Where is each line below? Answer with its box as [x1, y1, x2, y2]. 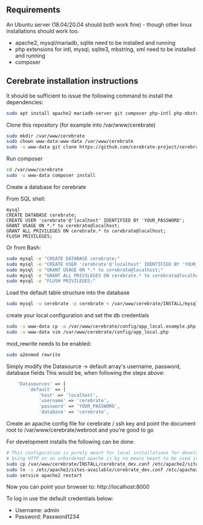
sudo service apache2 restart [6, 472, 83, 478]
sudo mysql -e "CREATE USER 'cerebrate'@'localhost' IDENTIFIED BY [6, 261, 180, 267]
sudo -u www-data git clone [6, 144, 77, 150]
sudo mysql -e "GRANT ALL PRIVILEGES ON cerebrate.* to [6, 272, 150, 279]
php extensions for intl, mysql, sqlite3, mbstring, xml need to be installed [14, 45, 196, 53]
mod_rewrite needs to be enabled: [6, 340, 92, 347]
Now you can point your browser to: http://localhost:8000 [6, 483, 150, 490]
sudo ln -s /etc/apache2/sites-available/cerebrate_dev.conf [6, 466, 164, 473]
